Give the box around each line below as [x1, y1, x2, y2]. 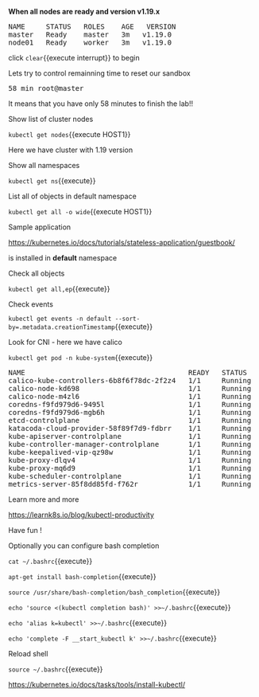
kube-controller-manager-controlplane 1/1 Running [8, 440, 252, 448]
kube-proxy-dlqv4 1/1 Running [8, 456, 252, 464]
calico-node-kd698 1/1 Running [8, 384, 252, 393]
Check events [8, 300, 54, 309]
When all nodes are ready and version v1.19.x [8, 7, 160, 16]
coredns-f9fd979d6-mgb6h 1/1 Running [8, 408, 252, 417]
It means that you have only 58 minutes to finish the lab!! [8, 99, 193, 108]
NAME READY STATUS [8, 368, 248, 377]
